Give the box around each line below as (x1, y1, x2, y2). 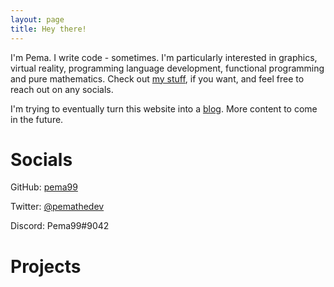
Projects (10, 255, 82, 278)
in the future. (10, 113, 64, 125)
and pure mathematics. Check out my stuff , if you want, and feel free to (10, 72, 305, 85)
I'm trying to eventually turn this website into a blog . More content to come (10, 102, 318, 115)
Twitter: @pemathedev (10, 201, 105, 213)
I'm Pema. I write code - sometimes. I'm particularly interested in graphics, (10, 51, 318, 63)
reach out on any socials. (10, 83, 114, 95)
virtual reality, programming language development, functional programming (10, 62, 325, 74)
